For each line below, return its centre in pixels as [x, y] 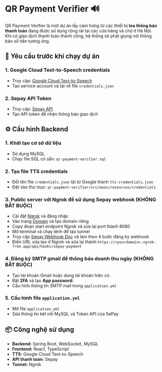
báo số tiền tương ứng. [28, 41]
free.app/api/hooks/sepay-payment [47, 247]
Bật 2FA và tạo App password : [43, 280]
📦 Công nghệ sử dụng [39, 330]
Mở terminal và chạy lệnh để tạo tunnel [51, 232]
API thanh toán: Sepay [35, 359]
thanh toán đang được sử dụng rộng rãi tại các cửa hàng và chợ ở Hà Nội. [79, 31]
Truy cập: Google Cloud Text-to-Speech [52, 80]
